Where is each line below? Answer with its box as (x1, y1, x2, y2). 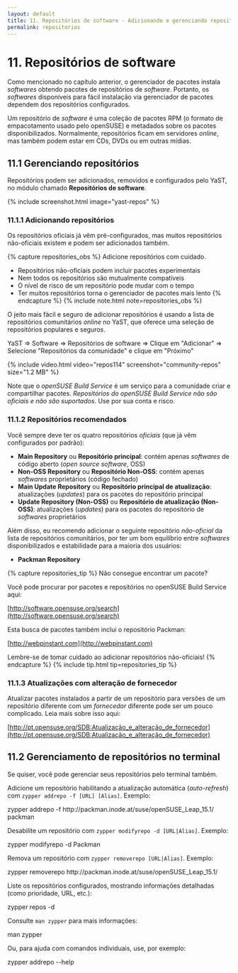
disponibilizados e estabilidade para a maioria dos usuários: (7, 541, 182, 550)
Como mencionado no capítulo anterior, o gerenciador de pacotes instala (7, 77, 221, 86)
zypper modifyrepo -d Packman (7, 839, 101, 849)
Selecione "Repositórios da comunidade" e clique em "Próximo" (7, 347, 194, 355)
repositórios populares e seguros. (7, 325, 106, 334)
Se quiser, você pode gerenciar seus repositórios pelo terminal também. (7, 770, 218, 778)
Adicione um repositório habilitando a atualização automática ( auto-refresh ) (7, 783, 229, 792)
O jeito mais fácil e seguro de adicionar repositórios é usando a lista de (7, 310, 215, 319)
